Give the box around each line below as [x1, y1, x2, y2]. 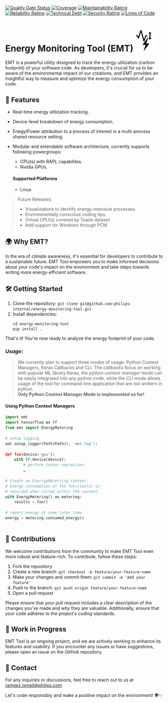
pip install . [12, 326, 42, 332]
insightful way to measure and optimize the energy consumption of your [5, 75, 154, 82]
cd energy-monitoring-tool [12, 321, 69, 327]
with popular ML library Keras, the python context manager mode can [17, 370, 162, 376]
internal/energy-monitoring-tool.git [12, 306, 92, 311]
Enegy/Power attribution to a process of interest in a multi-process [12, 128, 151, 134]
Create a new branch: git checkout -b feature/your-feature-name [12, 569, 151, 575]
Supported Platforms [12, 175, 58, 181]
